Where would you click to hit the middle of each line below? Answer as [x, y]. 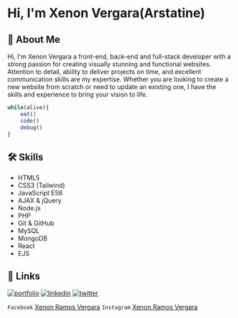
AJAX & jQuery [40, 200]
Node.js [29, 208]
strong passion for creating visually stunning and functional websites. [109, 64]
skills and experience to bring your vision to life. [78, 94]
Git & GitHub [36, 223]
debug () [31, 127]
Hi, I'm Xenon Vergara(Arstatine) [106, 13]
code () [30, 120]
